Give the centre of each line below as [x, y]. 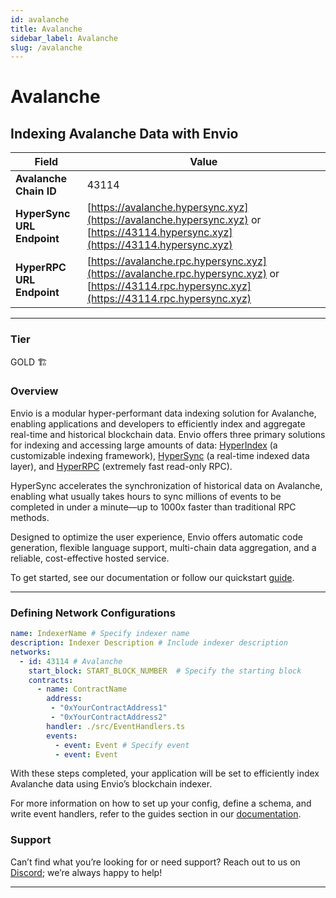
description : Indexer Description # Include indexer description [149, 643]
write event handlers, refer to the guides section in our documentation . [156, 814]
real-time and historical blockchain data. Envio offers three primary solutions [168, 434]
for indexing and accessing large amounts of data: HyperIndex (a [144, 445]
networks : [31, 652]
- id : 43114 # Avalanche [71, 661]
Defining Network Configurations [93, 613]
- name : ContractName [82, 689]
